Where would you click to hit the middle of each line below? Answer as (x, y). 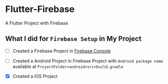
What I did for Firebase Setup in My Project (73, 39)
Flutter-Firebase (40, 9)
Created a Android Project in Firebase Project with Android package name (88, 60)
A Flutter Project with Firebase (37, 23)
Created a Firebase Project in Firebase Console (62, 50)
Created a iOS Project (35, 76)
